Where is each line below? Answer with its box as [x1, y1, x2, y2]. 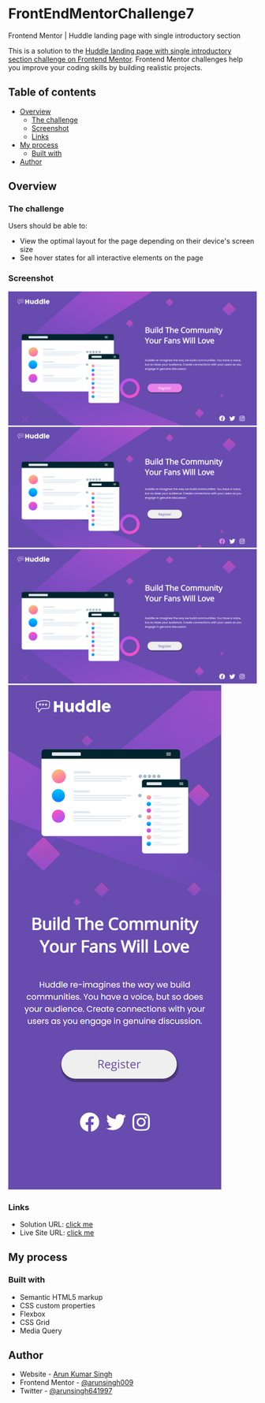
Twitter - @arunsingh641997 [19, 1386, 113, 1396]
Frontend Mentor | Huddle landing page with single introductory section [8, 31, 241, 40]
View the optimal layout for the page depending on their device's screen [19, 236, 255, 246]
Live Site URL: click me [19, 1227, 95, 1237]
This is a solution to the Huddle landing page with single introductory [8, 46, 232, 55]
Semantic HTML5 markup [19, 1292, 103, 1301]
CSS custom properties [19, 1301, 96, 1310]
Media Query [19, 1326, 62, 1335]
